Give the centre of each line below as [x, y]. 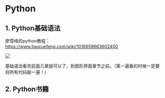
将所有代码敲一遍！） [27, 72]
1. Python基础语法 [33, 28]
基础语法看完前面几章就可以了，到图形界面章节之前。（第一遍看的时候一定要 [82, 66]
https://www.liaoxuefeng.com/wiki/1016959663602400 [62, 47]
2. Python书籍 [27, 89]
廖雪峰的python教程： [28, 41]
